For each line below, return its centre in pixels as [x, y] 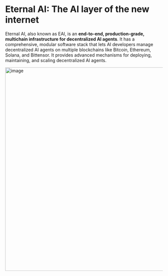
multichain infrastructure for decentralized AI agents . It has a [70, 39]
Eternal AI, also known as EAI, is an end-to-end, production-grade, [75, 34]
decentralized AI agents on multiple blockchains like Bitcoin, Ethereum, [78, 50]
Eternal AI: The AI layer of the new [77, 9]
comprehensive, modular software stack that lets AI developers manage [79, 44]
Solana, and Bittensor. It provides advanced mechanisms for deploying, [78, 55]
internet [22, 20]
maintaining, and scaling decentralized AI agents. [56, 60]
